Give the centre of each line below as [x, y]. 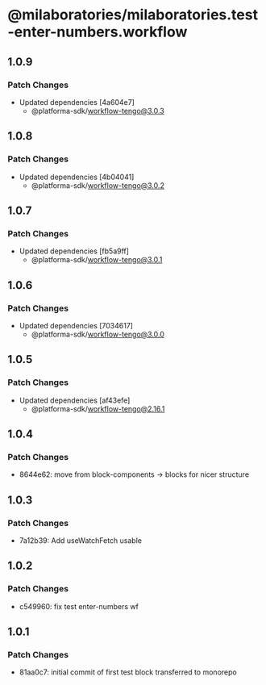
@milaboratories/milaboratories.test [133, 15]
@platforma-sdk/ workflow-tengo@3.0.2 [98, 185]
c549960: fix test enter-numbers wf [79, 606]
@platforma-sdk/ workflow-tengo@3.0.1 [97, 260]
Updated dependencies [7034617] [76, 325]
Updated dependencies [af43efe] [75, 400]
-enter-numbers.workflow [98, 32]
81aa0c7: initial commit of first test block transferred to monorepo [128, 672]
